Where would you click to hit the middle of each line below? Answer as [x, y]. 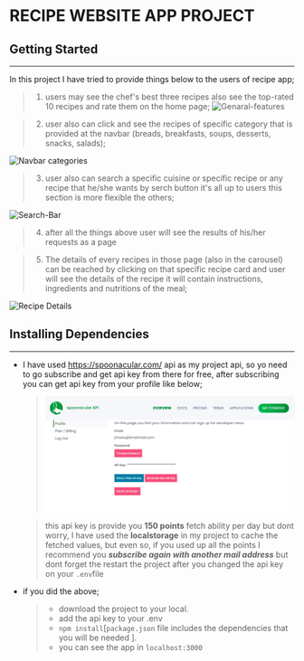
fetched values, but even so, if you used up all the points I [152, 545]
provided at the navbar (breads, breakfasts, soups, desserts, [158, 133]
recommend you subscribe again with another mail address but [166, 554]
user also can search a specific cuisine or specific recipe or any [164, 178]
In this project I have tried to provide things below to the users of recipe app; [152, 79]
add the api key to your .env [110, 619]
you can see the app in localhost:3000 [131, 647]
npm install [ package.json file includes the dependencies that [173, 628]
